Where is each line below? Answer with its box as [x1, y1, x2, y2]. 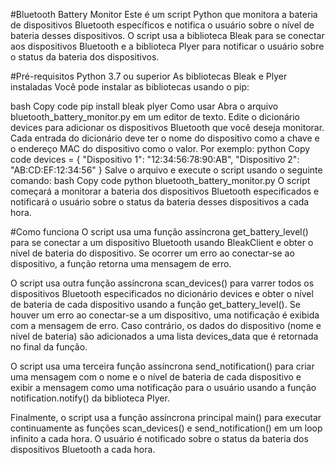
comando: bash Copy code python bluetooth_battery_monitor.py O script [10, 175, 311, 186]
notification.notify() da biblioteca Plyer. [10, 392, 170, 404]
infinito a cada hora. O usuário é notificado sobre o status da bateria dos [10, 433, 309, 444]
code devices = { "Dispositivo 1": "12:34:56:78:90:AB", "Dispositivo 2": [10, 154, 300, 165]
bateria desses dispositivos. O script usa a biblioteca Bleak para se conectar [10, 30, 325, 41]
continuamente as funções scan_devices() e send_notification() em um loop [10, 422, 323, 434]
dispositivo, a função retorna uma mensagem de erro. [10, 258, 232, 269]
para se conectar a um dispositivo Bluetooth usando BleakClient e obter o [10, 237, 314, 248]
